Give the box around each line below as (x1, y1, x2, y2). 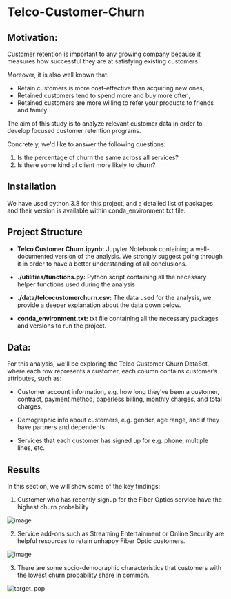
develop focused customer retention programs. (7, 127, 141, 135)
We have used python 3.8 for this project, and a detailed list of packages (7, 199, 214, 207)
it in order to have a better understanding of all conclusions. (17, 259, 188, 268)
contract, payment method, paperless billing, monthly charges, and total (17, 395, 223, 404)
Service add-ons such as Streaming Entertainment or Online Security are (17, 529, 225, 538)
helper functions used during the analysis (17, 280, 136, 288)
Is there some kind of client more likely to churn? (17, 161, 156, 169)
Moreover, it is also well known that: (7, 70, 109, 79)
